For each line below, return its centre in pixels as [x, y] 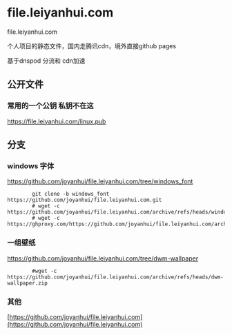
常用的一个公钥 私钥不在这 [51, 106]
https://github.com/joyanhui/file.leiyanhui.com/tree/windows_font [100, 181]
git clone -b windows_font [71, 194]
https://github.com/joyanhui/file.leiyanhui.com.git [85, 200]
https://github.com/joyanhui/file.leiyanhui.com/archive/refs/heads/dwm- [116, 277]
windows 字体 [31, 165]
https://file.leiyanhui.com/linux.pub [57, 121]
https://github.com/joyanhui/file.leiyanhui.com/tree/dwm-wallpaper [103, 258]
